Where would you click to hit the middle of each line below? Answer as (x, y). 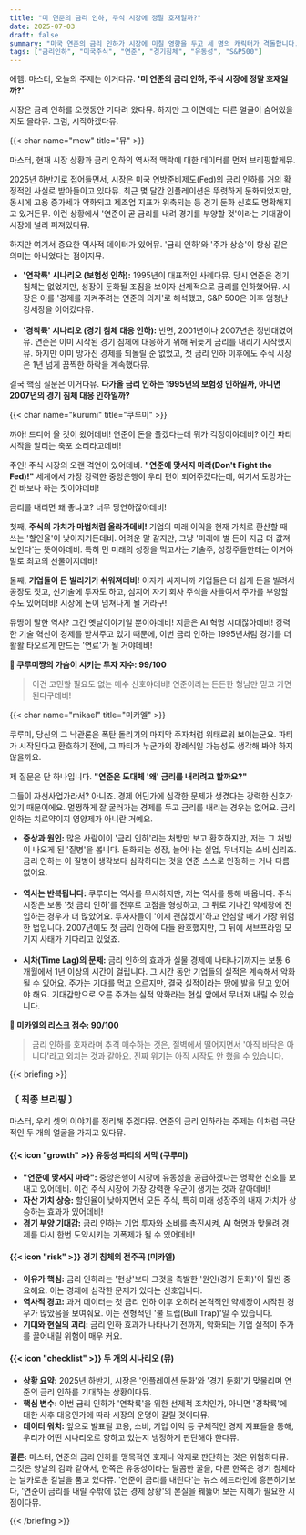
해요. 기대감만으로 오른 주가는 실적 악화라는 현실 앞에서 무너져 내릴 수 (155, 995)
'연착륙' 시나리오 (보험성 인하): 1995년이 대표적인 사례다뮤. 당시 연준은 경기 (156, 276)
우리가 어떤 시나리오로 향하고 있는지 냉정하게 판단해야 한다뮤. (131, 1437)
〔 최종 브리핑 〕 (44, 1100)
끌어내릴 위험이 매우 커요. (77, 1336)
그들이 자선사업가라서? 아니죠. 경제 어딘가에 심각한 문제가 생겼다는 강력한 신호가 (151, 796)
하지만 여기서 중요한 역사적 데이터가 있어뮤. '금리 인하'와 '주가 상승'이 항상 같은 (149, 245)
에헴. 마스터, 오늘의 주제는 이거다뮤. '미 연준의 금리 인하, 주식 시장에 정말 (137, 79)
